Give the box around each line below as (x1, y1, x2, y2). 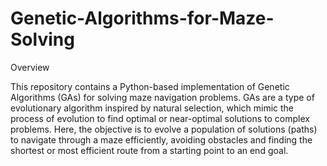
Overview (10, 61, 50, 73)
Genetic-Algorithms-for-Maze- (10, 7, 275, 30)
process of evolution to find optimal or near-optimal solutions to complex (10, 112, 310, 124)
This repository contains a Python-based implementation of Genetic (10, 80, 290, 92)
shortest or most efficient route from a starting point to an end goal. (10, 144, 289, 156)
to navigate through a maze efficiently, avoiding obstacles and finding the (10, 133, 313, 146)
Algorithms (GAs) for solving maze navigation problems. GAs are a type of (10, 91, 315, 103)
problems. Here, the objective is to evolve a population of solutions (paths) (10, 123, 318, 135)
